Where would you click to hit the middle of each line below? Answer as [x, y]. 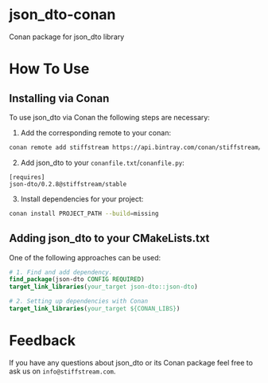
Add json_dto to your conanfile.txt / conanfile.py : [103, 162]
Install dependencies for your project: [82, 199]
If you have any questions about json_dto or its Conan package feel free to [131, 362]
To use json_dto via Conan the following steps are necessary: [109, 117]
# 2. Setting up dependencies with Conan [79, 301]
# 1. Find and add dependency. [61, 272]
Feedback [43, 341]
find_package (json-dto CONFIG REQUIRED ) [77, 279]
